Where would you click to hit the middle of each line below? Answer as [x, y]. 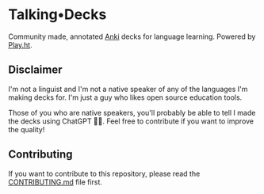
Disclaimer [35, 70]
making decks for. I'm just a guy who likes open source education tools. [125, 97]
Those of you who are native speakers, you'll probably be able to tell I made [132, 112]
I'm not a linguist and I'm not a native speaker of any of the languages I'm [128, 89]
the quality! [27, 129]
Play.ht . [21, 44]
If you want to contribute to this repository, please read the [104, 173]
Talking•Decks [57, 15]
